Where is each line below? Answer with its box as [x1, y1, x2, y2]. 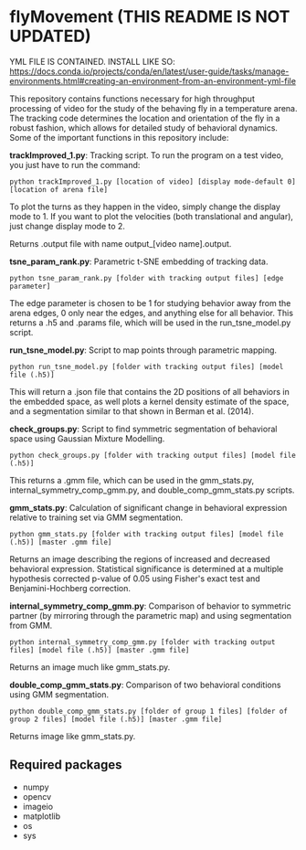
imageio [22, 801, 53, 812]
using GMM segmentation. [9, 688, 110, 700]
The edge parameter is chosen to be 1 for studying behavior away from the [9, 297, 291, 308]
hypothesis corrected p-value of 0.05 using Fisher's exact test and [9, 573, 260, 584]
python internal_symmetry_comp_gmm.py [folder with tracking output [9, 637, 276, 646]
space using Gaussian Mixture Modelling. [9, 432, 165, 444]
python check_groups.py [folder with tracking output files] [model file [9, 451, 297, 460]
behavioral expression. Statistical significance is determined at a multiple [9, 563, 284, 574]
